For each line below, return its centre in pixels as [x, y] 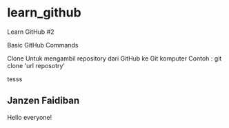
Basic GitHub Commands [43, 45]
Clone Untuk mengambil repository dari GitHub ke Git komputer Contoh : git [114, 58]
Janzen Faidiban [43, 101]
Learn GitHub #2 [31, 32]
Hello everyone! [30, 117]
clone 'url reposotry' [36, 65]
